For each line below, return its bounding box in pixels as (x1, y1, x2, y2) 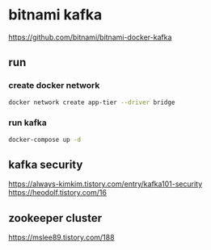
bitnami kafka (8, 6, 103, 24)
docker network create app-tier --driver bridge (8, 98, 175, 106)
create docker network (8, 80, 100, 91)
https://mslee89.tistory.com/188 (8, 232, 115, 243)
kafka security (8, 158, 83, 172)
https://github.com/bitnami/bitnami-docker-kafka (8, 32, 172, 42)
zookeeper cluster (8, 211, 103, 225)
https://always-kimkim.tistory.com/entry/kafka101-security (8, 179, 203, 189)
